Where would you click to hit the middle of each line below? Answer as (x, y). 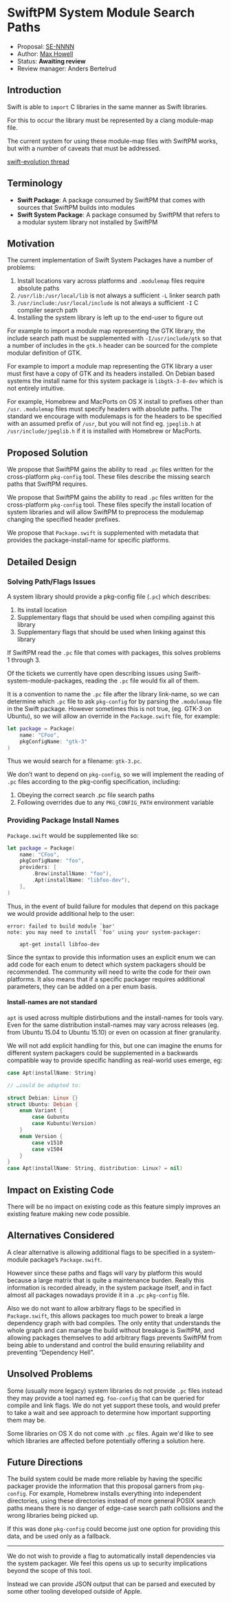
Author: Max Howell (45, 54)
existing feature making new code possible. (69, 1213)
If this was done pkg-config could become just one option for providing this (114, 1529)
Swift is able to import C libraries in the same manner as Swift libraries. (107, 107)
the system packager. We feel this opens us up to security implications (107, 1563)
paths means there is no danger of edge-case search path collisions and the (115, 1508)
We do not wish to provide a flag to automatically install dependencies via (111, 1556)
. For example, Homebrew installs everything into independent (113, 1494)
